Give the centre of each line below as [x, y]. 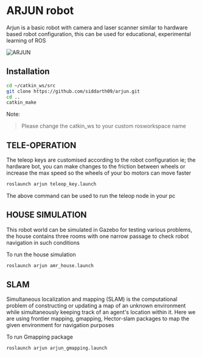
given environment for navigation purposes [60, 325]
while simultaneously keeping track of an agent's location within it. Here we [101, 312]
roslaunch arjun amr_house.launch [50, 265]
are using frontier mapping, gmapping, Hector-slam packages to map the [98, 319]
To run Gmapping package [40, 337]
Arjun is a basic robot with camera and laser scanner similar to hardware [97, 27]
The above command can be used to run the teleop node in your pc [91, 195]
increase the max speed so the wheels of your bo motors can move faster [99, 173]
